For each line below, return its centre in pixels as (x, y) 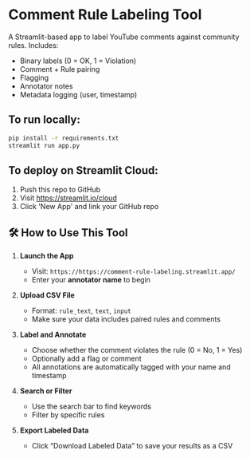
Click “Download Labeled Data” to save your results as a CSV (132, 446)
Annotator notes (46, 86)
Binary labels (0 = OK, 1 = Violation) (78, 61)
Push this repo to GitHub (60, 190)
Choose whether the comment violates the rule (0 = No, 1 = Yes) (137, 350)
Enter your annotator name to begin (91, 280)
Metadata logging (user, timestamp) (78, 94)
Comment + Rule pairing (60, 69)
